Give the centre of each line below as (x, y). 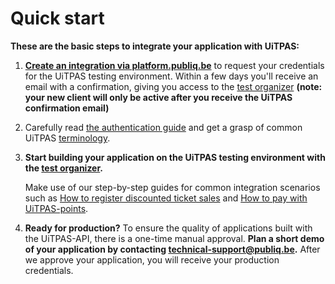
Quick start (57, 18)
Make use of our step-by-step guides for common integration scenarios (172, 187)
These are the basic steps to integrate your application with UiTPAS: (155, 46)
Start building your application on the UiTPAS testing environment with (175, 157)
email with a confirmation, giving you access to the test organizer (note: (173, 86)
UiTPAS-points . (56, 208)
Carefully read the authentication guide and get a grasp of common (163, 127)
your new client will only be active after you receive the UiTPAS (158, 97)
